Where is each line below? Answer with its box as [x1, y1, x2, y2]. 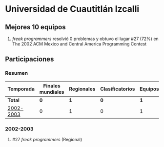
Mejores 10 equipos [5, 23, 66, 31]
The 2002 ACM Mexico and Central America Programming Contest [12, 41, 147, 47]
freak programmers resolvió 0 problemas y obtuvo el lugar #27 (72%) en [12, 36, 159, 42]
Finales [43, 82, 61, 89]
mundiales [39, 88, 64, 95]
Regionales [69, 85, 96, 92]
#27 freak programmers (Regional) [12, 136, 82, 142]
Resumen [5, 70, 28, 77]
